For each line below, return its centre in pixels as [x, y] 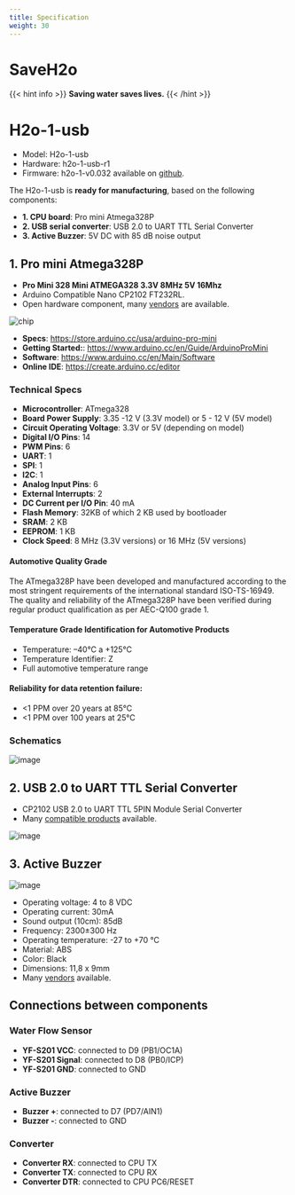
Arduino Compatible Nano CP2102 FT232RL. [103, 295]
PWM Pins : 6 [46, 447]
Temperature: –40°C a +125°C [77, 649]
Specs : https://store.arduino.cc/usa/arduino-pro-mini [119, 339]
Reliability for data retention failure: [76, 688]
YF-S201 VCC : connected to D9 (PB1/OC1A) [102, 1050]
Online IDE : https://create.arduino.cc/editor [101, 367]
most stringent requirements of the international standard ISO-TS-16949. [142, 590]
